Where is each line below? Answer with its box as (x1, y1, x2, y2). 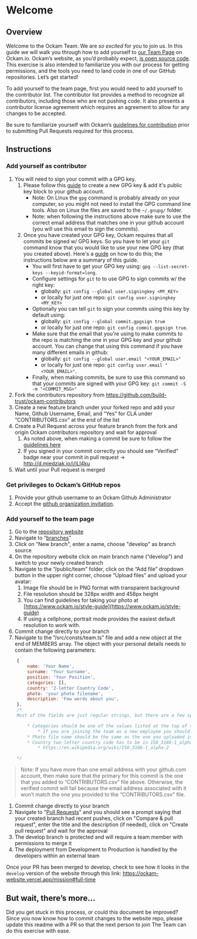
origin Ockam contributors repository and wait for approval (14, 429, 157, 436)
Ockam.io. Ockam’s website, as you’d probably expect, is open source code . (6, 55, 191, 62)
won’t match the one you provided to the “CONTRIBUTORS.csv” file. (20, 791, 186, 798)
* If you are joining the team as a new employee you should (37, 728, 191, 734)
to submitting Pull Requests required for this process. (6, 127, 135, 134)
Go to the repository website (14, 528, 84, 535)
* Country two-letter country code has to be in (27, 740, 148, 745)
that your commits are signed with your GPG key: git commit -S (32, 379, 186, 387)
